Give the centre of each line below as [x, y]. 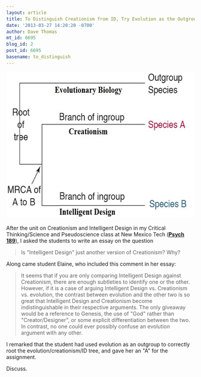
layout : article [26, 13]
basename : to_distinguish [38, 57]
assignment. [22, 357]
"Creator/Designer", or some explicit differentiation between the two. [105, 320]
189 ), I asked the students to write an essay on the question [80, 241]
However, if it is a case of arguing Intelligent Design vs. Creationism [104, 288]
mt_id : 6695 [21, 38]
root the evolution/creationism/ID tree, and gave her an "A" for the [87, 351]
